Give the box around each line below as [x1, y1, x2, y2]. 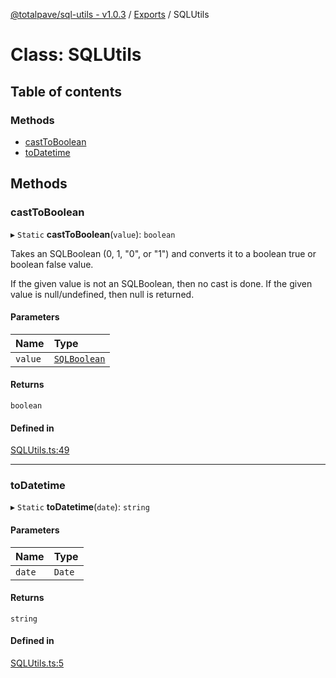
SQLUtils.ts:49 [10, 444, 70, 456]
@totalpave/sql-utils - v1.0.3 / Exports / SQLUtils [10, 9, 210, 20]
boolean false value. [10, 258, 94, 270]
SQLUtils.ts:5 [10, 657, 64, 669]
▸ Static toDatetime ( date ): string [10, 501, 150, 513]
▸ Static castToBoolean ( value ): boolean [10, 228, 176, 240]
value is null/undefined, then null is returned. [10, 288, 195, 300]
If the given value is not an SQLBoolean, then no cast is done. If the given [10, 277, 313, 289]
